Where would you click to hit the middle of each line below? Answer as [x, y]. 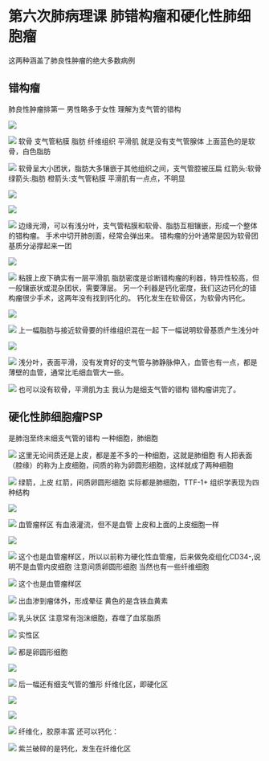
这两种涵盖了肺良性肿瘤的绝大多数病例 [71, 60]
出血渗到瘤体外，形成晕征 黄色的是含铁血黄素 [93, 600]
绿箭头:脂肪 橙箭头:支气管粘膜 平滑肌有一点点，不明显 [97, 178]
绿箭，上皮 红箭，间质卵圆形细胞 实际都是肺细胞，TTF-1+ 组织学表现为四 [139, 482]
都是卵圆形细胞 [43, 652]
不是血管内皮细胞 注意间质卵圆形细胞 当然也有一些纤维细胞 [112, 567]
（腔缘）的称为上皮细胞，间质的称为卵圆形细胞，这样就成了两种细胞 [121, 465]
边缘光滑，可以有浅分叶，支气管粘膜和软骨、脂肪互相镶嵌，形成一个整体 [138, 225]
